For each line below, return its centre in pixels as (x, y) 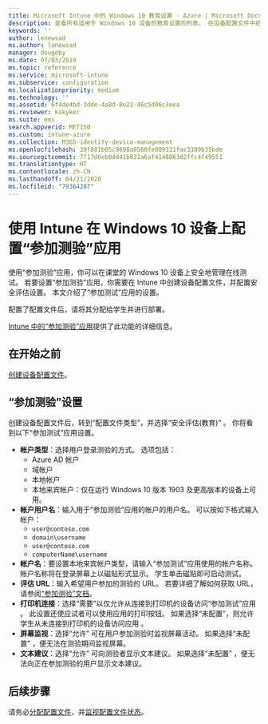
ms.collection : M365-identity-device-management (91, 142)
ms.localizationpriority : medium (64, 90)
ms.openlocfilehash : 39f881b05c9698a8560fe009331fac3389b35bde (116, 149)
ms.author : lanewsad (43, 46)
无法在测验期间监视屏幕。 (88, 643)
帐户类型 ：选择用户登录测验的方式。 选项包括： (98, 450)
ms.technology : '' (39, 97)
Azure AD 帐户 (55, 459)
